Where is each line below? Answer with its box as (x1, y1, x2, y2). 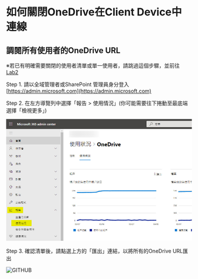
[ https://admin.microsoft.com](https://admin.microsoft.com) (6, 88, 151, 94)
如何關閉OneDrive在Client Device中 (6, 5, 182, 19)
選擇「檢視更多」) (6, 107, 47, 114)
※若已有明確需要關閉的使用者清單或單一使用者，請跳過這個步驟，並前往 (6, 62, 180, 69)
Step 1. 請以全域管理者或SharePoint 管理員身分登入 (6, 81, 130, 88)
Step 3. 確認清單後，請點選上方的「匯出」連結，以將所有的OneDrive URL (6, 248, 183, 255)
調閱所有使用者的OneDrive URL (6, 45, 121, 55)
